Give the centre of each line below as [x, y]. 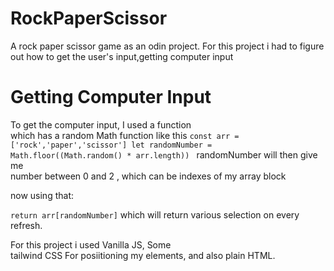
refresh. [26, 225]
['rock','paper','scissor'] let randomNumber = [111, 145]
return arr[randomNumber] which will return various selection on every [155, 214]
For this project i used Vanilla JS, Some [91, 244]
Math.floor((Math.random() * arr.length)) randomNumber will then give [164, 154]
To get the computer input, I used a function [101, 124]
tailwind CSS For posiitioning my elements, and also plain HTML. [143, 255]
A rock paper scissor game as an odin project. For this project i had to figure [167, 46]
